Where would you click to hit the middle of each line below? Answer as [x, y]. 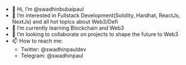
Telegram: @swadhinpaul [52, 56]
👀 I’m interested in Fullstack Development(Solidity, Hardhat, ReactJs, [96, 15]
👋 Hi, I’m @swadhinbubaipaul [48, 9]
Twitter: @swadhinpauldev [53, 49]
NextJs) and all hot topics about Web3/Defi [65, 22]
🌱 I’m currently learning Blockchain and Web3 [68, 28]
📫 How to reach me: [37, 41]
